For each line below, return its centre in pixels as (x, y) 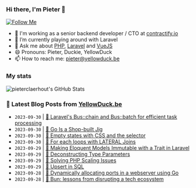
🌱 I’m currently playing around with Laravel (66, 40)
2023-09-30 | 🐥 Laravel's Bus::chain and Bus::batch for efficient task (96, 117)
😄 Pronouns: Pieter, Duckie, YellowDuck (63, 52)
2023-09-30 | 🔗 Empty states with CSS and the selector (80, 135)
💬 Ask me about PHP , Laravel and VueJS (63, 46)
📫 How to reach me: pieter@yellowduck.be (67, 59)
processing (28, 123)
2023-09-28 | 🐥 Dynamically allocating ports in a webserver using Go (97, 173)
